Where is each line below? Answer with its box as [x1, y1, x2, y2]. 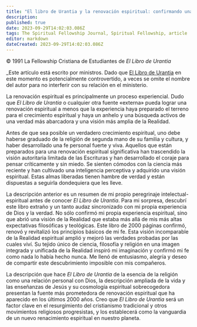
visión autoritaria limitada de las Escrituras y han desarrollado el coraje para [6, 154, 189, 161]
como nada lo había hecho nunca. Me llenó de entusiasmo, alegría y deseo [6, 253, 187, 260]
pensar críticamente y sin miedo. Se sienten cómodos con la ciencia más [6, 160, 182, 168]
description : [6, 14, 38, 20]
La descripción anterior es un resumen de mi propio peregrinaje [6, 191, 160, 198]
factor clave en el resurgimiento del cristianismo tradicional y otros [6, 302, 167, 309]
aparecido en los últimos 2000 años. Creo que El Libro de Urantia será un [6, 295, 184, 303]
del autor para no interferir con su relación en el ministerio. [6, 81, 148, 88]
